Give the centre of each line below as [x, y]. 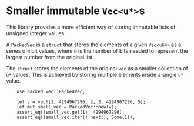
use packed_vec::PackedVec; [51, 91]
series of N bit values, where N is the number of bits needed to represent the [97, 50]
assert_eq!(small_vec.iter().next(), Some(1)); [76, 117]
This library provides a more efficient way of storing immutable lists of [91, 27]
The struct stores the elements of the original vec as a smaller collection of [97, 68]
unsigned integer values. [36, 33]
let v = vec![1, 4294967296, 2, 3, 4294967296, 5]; [81, 102]
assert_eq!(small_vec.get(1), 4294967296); [71, 112]
